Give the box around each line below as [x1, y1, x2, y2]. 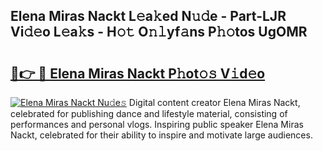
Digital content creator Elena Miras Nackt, [128, 97, 301, 108]
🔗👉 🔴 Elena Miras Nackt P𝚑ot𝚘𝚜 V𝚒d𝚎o [10, 65, 266, 82]
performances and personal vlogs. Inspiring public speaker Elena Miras [10, 119, 304, 130]
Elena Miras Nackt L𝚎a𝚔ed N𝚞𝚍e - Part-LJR [10, 8, 287, 25]
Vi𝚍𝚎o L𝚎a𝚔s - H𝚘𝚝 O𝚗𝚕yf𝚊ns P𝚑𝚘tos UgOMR [10, 24, 308, 41]
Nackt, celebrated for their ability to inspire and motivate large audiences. [10, 129, 313, 141]
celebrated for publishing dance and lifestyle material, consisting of [10, 108, 288, 119]
